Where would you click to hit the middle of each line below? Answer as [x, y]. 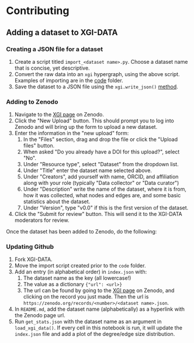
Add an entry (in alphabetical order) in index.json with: [81, 272]
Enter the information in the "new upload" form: [72, 133]
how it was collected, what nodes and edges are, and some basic [102, 195]
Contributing [38, 11]
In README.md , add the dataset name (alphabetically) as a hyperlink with [100, 309]
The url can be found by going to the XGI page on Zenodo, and [99, 290]
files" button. [39, 146]
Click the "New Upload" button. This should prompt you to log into [94, 121]
